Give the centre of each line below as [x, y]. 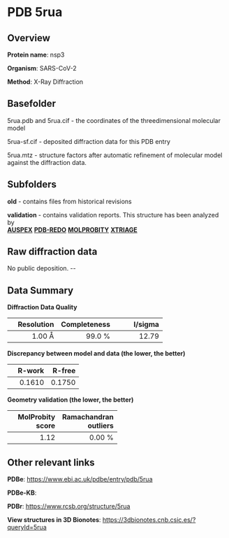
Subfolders [32, 185]
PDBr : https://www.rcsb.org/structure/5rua [69, 507]
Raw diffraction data [52, 252]
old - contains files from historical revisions [70, 201]
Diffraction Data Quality [42, 307]
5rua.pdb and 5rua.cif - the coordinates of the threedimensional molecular [114, 120]
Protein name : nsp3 [36, 54]
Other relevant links [51, 462]
